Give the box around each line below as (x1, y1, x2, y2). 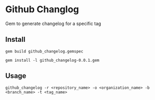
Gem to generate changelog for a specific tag (5, 20, 101, 27)
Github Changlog (5, 4, 79, 15)
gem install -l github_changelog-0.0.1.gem (5, 58, 100, 63)
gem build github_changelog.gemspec (5, 48, 83, 54)
